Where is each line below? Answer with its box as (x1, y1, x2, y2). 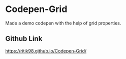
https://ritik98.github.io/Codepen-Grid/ (5, 47, 87, 53)
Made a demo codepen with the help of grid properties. (5, 20, 121, 26)
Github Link (5, 34, 43, 43)
